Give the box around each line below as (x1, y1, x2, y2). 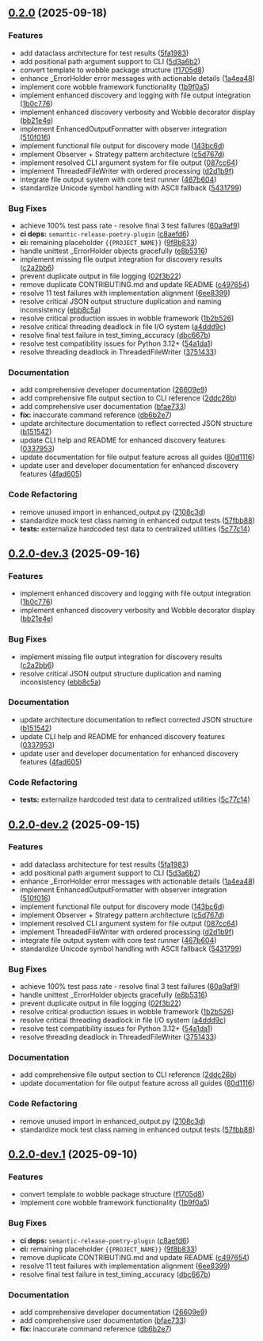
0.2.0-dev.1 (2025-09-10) (8, 1148, 138, 1161)
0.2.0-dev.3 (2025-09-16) (8, 546, 141, 560)
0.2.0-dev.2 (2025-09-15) (8, 818, 140, 831)
